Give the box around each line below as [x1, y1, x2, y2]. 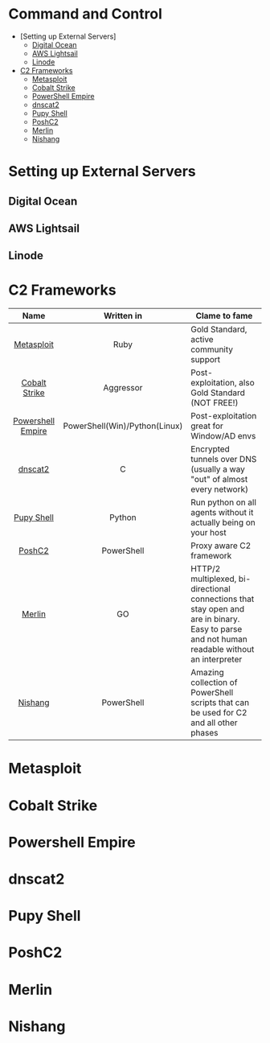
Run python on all [190, 497, 257, 508]
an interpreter [190, 653, 243, 665]
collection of [190, 677, 238, 688]
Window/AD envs [190, 431, 256, 442]
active [190, 334, 215, 345]
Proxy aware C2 [190, 540, 252, 551]
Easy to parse [190, 624, 243, 635]
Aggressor [103, 382, 143, 394]
